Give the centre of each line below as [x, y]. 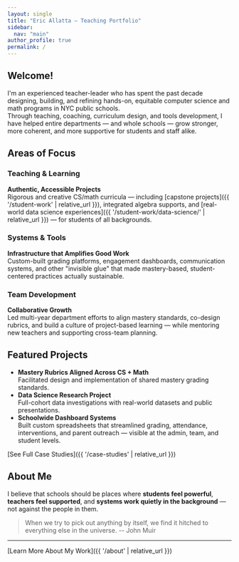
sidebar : [20, 27]
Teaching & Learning [44, 174]
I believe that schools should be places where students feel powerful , [110, 494]
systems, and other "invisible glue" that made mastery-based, [98, 269]
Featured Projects [48, 355]
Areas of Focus [42, 153]
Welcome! [30, 76]
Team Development [42, 294]
